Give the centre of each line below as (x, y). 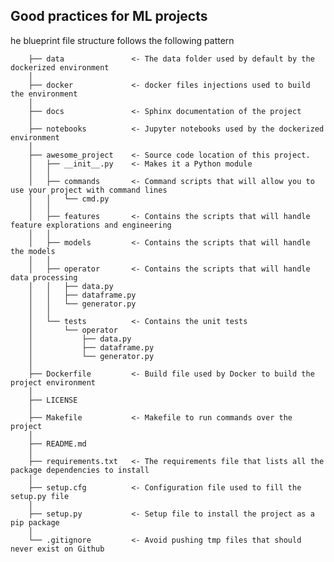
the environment (44, 94)
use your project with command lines (89, 190)
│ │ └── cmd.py (69, 199)
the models (33, 251)
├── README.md (57, 444)
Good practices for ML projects (109, 16)
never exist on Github (57, 549)
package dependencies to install (80, 470)
